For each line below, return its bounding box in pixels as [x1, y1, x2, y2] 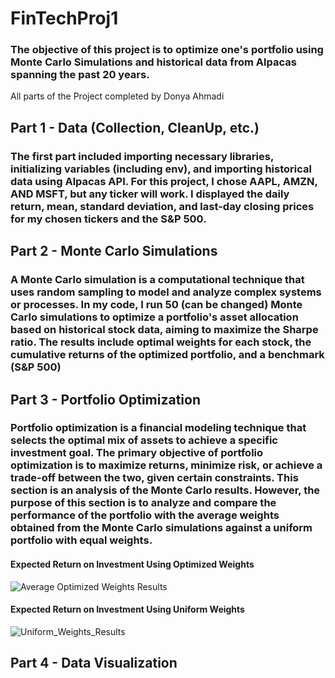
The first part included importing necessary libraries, [10, 149, 274, 163]
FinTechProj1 [10, 7, 119, 30]
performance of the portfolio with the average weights [10, 508, 280, 522]
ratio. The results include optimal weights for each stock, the [10, 335, 312, 349]
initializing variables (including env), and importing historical [10, 162, 312, 176]
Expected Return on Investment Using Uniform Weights [10, 603, 245, 616]
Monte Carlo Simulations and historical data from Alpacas [10, 55, 297, 69]
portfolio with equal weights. [10, 533, 153, 547]
